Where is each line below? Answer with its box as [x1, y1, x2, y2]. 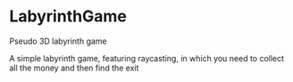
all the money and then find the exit [9, 62, 139, 73]
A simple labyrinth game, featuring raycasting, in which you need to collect [9, 53, 284, 63]
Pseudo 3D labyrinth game [9, 36, 107, 46]
